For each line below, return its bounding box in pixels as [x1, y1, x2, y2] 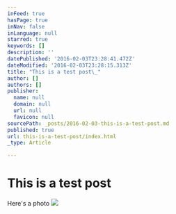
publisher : [7, 88, 39, 94]
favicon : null [13, 113, 54, 120]
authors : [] [7, 81, 42, 88]
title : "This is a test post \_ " [7, 68, 101, 75]
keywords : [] [7, 42, 45, 49]
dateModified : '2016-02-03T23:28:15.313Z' [7, 62, 132, 69]
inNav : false [7, 23, 45, 30]
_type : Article [7, 140, 51, 147]
